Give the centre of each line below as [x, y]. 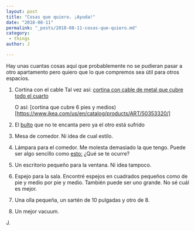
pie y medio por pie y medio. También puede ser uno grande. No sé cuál [102, 182]
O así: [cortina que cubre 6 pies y [55, 107]
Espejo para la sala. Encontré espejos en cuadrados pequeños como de [101, 176]
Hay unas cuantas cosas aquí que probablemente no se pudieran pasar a [94, 65]
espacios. [18, 78]
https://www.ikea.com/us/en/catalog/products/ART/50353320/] [94, 113]
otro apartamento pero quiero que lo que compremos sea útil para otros [93, 72]
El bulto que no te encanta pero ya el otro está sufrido [80, 125]
